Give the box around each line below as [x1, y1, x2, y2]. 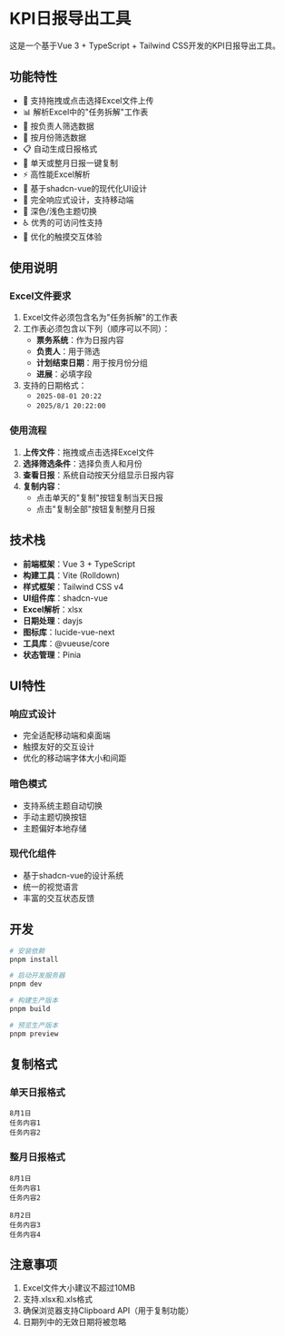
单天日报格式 [9, 1085, 66, 1098]
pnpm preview [9, 1029, 59, 1038]
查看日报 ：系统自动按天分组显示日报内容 [22, 469, 174, 480]
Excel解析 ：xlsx [22, 604, 84, 614]
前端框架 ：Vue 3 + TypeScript [22, 558, 136, 569]
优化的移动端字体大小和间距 [22, 752, 127, 763]
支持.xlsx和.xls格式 [22, 1294, 93, 1305]
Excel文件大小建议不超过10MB [22, 1282, 136, 1293]
